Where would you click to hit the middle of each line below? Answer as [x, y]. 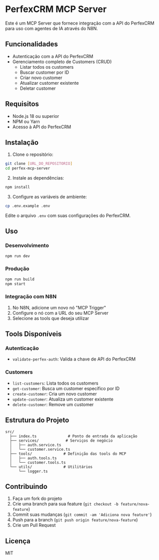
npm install [17, 187]
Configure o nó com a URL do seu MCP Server [60, 313]
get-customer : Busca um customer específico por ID [66, 388]
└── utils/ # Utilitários [51, 467]
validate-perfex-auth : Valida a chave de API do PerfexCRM [74, 359]
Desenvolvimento [27, 246]
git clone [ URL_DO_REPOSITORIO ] [39, 164]
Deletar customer [38, 88]
